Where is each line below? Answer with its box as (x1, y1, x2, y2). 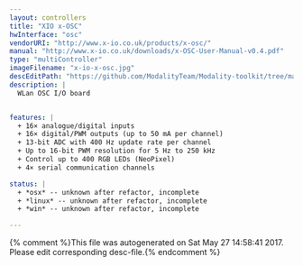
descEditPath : (9, 72, 63, 81)
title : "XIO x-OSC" (9, 22, 83, 31)
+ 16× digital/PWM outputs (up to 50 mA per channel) (17, 130, 224, 139)
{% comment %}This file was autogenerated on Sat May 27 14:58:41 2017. (9, 237, 284, 248)
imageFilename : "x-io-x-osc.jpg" (9, 64, 135, 73)
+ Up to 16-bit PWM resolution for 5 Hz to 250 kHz (17, 146, 216, 156)
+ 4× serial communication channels (17, 163, 155, 172)
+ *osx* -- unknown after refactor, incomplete (17, 188, 200, 197)
